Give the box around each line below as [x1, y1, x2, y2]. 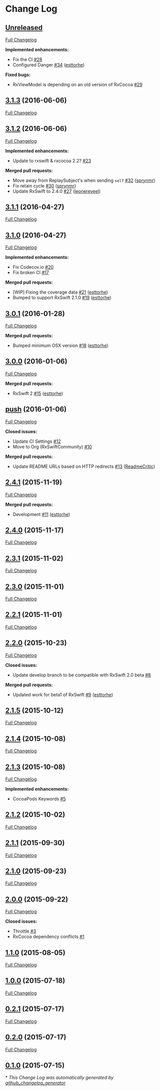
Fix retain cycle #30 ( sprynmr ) [12, 182, 76, 188]
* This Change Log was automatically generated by [5, 1075, 114, 1081]
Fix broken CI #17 [12, 270, 49, 276]
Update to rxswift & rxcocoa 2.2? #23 [12, 157, 91, 164]
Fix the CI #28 [12, 56, 42, 62]
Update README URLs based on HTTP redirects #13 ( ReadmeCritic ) [12, 463, 155, 469]
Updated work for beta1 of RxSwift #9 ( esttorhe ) [12, 691, 113, 697]
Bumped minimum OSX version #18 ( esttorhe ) [12, 342, 109, 348]
